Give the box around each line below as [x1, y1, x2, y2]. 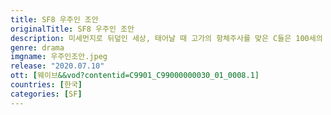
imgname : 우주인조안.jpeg [10, 52, 108, 62]
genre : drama [10, 42, 65, 53]
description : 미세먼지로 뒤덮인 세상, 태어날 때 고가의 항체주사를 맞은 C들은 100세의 [10, 33, 323, 43]
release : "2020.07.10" [10, 61, 105, 71]
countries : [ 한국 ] [10, 80, 83, 90]
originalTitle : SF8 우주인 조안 [10, 24, 135, 34]
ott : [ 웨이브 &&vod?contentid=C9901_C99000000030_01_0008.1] [10, 71, 260, 81]
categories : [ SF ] [10, 89, 83, 99]
